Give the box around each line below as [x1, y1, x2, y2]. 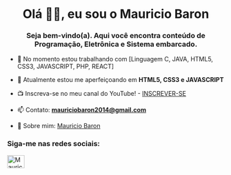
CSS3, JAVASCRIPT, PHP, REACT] [17, 62, 114, 71]
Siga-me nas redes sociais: [7, 139, 100, 149]
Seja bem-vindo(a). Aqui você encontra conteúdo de [26, 31, 205, 41]
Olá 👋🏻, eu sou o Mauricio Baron [22, 6, 210, 22]
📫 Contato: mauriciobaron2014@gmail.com [17, 106, 147, 114]
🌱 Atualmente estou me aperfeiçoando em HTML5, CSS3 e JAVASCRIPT [17, 76, 224, 84]
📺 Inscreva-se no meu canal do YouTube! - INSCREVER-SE [17, 90, 186, 98]
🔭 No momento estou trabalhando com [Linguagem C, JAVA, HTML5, [17, 55, 214, 63]
